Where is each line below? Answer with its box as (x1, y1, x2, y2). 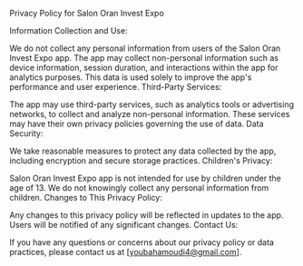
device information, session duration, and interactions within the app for (9, 63, 279, 73)
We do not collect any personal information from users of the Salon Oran (9, 43, 281, 54)
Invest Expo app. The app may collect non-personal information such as (9, 53, 279, 63)
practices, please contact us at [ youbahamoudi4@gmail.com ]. (9, 247, 242, 257)
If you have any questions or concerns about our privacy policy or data (9, 237, 275, 248)
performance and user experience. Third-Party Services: (9, 82, 222, 92)
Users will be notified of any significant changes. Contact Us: (9, 220, 239, 230)
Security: (9, 128, 44, 139)
